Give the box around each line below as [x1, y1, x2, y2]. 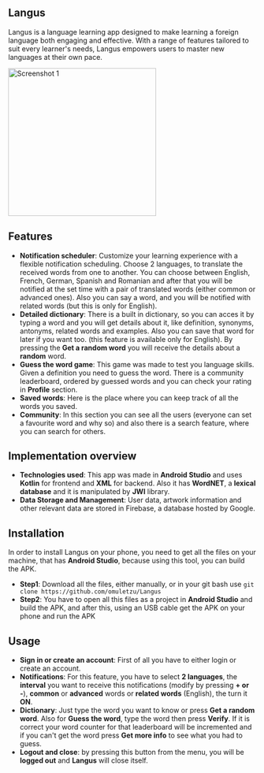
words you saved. [19, 401, 77, 411]
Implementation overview [8, 449, 136, 463]
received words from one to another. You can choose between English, [19, 267, 251, 277]
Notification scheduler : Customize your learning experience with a [19, 251, 239, 260]
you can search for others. [19, 426, 106, 436]
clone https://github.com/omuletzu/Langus [19, 588, 162, 596]
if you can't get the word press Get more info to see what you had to [19, 730, 243, 740]
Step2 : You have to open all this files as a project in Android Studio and [19, 595, 253, 604]
